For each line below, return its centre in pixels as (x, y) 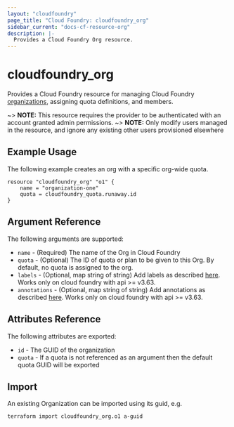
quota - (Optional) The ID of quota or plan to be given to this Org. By (116, 260)
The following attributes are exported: (62, 336)
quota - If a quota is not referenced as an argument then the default (115, 357)
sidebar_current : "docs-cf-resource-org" (69, 27)
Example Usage (42, 152)
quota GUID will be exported (58, 364)
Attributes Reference (54, 319)
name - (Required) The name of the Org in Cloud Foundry (99, 252)
